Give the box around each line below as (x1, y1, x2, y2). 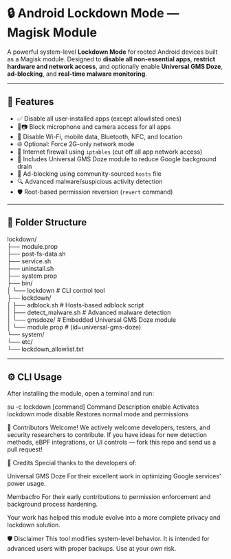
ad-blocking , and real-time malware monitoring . (7, 70, 148, 78)
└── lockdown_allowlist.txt (7, 345, 84, 353)
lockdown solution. (7, 521, 60, 529)
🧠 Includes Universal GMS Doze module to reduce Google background (16, 154, 217, 163)
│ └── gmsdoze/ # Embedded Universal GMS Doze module (7, 315, 177, 324)
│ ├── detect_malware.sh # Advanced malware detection (7, 308, 171, 316)
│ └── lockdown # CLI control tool (7, 286, 105, 294)
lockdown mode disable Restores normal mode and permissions (7, 410, 189, 418)
